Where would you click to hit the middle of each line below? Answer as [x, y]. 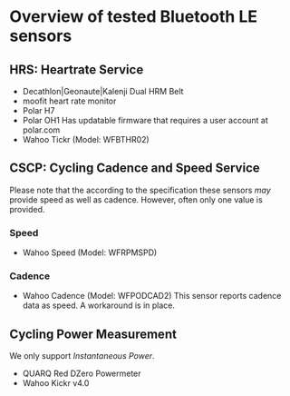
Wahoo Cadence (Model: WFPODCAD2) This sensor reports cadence [152, 296]
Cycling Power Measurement [93, 334]
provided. [27, 209]
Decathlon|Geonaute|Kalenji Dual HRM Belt [103, 91]
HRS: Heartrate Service [77, 69]
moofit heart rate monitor [69, 101]
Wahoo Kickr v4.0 [56, 383]
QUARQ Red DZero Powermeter [82, 373]
